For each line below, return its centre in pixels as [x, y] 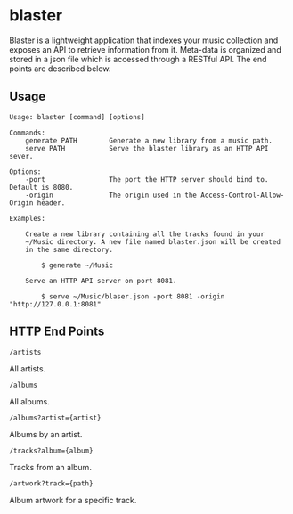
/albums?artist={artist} [55, 418]
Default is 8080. [41, 187]
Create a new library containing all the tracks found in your [145, 234]
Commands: [28, 133]
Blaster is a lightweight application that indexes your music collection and [144, 40]
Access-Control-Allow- [242, 195]
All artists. [28, 368]
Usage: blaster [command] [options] [77, 117]
